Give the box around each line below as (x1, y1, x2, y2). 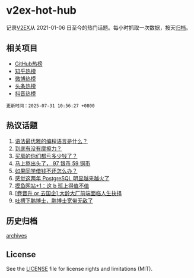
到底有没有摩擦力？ (14, 145, 62, 152)
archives (6, 232, 27, 239)
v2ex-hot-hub (6, 4, 77, 17)
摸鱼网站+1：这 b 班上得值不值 (14, 182, 90, 189)
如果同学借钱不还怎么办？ (14, 167, 78, 174)
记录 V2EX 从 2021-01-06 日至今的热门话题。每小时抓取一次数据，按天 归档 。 (6, 24, 192, 31)
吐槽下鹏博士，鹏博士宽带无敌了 (14, 197, 93, 204)
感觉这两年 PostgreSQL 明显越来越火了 (14, 174, 110, 182)
